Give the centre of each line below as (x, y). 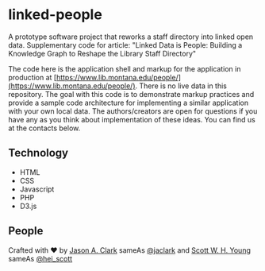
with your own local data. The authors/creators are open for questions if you (133, 111)
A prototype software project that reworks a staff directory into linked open (131, 37)
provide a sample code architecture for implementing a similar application (128, 103)
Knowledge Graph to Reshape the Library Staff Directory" (102, 53)
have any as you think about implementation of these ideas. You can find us (132, 119)
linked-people (56, 15)
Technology (38, 153)
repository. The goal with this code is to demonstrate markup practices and (131, 94)
